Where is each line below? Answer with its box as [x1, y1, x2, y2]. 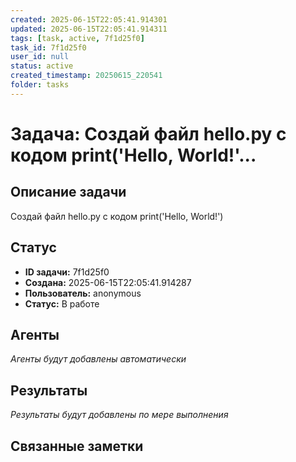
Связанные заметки [10, 437, 144, 455]
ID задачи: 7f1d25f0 [24, 266, 110, 278]
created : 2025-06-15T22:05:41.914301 [10, 14, 168, 25]
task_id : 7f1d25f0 [10, 42, 87, 53]
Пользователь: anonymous [24, 287, 142, 299]
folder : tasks [10, 80, 70, 90]
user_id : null [10, 52, 70, 62]
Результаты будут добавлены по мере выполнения [10, 409, 229, 421]
